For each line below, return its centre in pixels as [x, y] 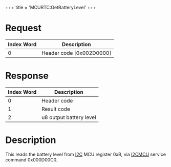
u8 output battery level [69, 117]
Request [24, 28]
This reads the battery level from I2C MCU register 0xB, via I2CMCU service [86, 154]
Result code [56, 109]
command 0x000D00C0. [31, 160]
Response [27, 76]
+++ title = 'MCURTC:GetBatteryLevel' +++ [51, 7]
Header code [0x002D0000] [77, 53]
